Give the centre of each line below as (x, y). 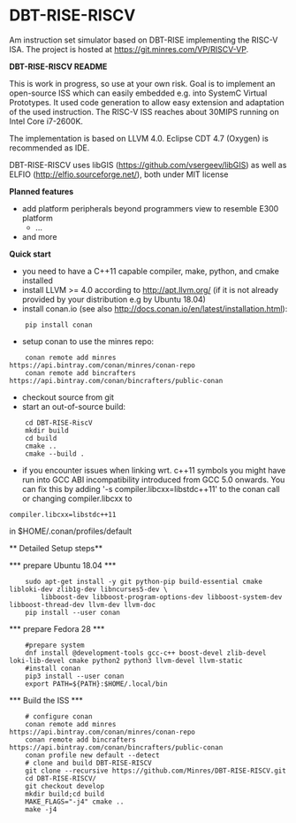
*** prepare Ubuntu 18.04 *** (63, 565)
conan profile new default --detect (93, 755)
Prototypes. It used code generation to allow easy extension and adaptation (147, 102)
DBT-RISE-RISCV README (58, 66)
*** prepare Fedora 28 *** (57, 628)
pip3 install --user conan (75, 676)
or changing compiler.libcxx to (77, 498)
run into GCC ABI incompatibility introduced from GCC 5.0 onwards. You (153, 480)
